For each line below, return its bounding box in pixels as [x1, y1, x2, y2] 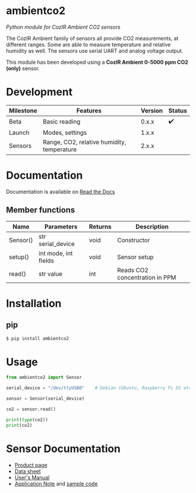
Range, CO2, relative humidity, [43, 138, 127, 146]
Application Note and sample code [14, 480, 98, 487]
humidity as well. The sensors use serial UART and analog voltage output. [6, 47, 184, 54]
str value [38, 269, 63, 278]
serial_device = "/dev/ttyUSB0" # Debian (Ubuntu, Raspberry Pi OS [6, 385, 181, 391]
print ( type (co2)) [6, 417, 48, 423]
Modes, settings [43, 128, 87, 136]
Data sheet [14, 467, 41, 475]
